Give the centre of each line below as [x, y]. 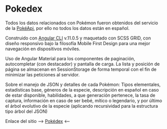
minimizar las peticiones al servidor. [42, 74]
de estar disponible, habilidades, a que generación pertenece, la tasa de [80, 95]
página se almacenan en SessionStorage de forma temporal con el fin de [81, 69]
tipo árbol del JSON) [26, 111]
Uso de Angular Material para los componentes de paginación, [70, 58]
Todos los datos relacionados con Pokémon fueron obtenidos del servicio [82, 23]
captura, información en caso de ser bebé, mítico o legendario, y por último [84, 100]
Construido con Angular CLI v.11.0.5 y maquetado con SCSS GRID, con [78, 38]
